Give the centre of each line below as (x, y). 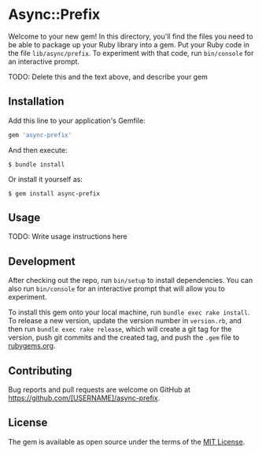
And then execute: (38, 150)
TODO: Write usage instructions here (68, 236)
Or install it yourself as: (45, 179)
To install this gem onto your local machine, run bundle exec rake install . (129, 312)
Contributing (40, 371)
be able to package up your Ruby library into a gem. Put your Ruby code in (129, 44)
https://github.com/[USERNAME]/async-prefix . (84, 398)
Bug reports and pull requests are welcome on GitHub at (100, 390)
